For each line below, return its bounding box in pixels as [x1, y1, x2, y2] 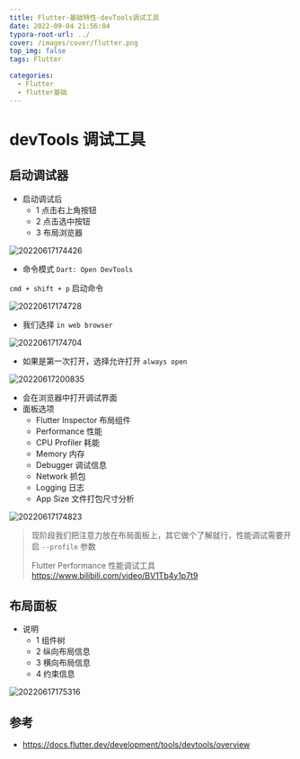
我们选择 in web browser [22, 319, 113, 330]
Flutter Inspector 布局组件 [35, 414, 132, 425]
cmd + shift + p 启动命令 [9, 282, 104, 293]
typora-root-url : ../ [9, 30, 91, 39]
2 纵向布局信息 [35, 646, 92, 657]
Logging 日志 [35, 481, 85, 492]
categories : [9, 71, 54, 81]
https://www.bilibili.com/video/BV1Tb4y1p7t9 [31, 569, 199, 580]
